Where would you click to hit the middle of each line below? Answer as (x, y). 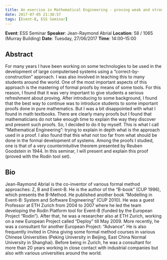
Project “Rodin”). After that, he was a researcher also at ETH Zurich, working (83, 216)
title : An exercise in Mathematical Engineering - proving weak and (78, 10)
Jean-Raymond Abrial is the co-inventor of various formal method (73, 184)
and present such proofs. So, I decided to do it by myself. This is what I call (82, 125)
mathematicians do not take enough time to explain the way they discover (81, 119)
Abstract (19, 54)
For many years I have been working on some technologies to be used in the (83, 66)
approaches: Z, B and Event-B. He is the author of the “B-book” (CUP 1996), (83, 189)
